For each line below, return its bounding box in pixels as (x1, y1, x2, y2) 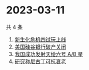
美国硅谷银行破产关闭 (14, 43, 66, 50)
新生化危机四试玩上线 (14, 36, 66, 43)
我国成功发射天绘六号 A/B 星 (14, 50, 83, 57)
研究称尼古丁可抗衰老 (14, 58, 66, 65)
